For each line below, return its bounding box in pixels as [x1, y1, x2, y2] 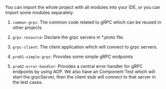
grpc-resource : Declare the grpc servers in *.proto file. [12, 34, 124, 40]
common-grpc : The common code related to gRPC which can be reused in [12, 19, 161, 25]
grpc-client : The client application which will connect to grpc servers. [12, 44, 158, 49]
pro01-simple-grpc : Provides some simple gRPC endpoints [12, 53, 133, 59]
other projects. [12, 24, 43, 30]
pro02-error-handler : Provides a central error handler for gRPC [12, 63, 143, 69]
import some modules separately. [5, 9, 74, 15]
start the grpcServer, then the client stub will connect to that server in [12, 74, 156, 79]
